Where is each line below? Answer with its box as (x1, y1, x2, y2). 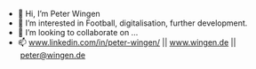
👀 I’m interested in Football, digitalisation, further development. (17, 18, 248, 28)
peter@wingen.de (20, 50, 86, 60)
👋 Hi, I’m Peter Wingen (17, 9, 100, 19)
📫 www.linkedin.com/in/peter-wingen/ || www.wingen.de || (17, 37, 236, 48)
